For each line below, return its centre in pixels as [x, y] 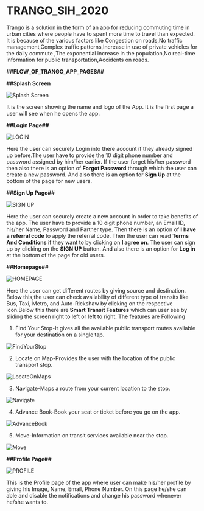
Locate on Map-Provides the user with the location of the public [95, 358]
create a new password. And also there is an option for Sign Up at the [94, 175]
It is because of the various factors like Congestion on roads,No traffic [94, 40]
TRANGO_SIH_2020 [58, 11]
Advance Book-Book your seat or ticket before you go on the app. [98, 412]
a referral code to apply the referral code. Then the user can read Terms [98, 235]
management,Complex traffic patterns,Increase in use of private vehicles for [102, 47]
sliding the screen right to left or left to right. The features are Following [96, 316]
